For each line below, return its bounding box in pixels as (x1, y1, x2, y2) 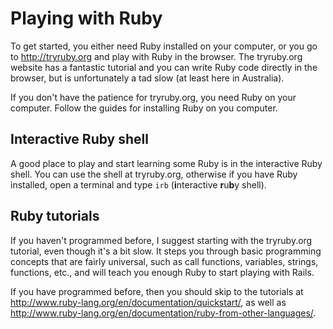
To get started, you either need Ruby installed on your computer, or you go (10, 40, 318, 52)
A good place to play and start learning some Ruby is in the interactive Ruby (10, 157, 323, 169)
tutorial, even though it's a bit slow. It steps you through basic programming (10, 245, 322, 257)
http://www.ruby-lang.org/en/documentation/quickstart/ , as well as (10, 296, 287, 308)
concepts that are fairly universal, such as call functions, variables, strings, (10, 255, 319, 267)
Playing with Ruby (10, 7, 163, 30)
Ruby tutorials (10, 208, 100, 225)
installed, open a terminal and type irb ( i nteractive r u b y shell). (10, 178, 267, 191)
